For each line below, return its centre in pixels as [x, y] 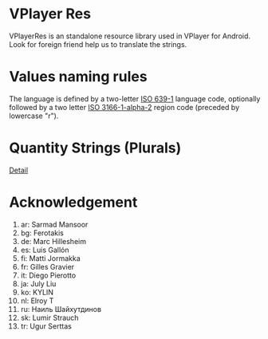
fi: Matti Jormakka [50, 258]
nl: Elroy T [37, 301]
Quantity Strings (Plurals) [95, 148]
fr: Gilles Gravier [47, 266]
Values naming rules [78, 77]
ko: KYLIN [37, 292]
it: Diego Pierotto [48, 275]
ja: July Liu [38, 283]
